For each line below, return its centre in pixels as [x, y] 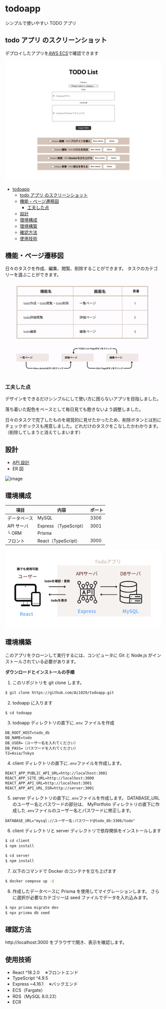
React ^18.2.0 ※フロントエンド [45, 973]
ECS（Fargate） [29, 990]
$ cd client [17, 841]
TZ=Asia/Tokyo [20, 754]
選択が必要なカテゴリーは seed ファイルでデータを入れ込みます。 [83, 897]
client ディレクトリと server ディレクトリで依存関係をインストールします [87, 831]
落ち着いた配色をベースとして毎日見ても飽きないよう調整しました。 [74, 409]
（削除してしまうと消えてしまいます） [44, 432]
